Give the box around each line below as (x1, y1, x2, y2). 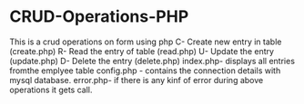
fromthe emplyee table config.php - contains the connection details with (9, 65, 281, 76)
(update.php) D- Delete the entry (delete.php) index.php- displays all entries (9, 55, 296, 66)
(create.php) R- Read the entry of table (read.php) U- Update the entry (9, 45, 275, 56)
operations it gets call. (9, 84, 93, 95)
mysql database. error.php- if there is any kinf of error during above (9, 74, 264, 85)
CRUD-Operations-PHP (9, 6, 189, 27)
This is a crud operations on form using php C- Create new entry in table (9, 36, 282, 47)
